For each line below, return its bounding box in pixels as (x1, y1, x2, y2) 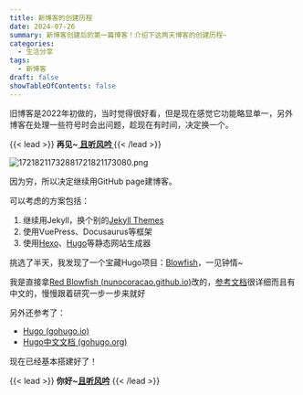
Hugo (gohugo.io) (22, 326, 89, 336)
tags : (9, 56, 30, 65)
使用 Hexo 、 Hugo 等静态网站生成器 (22, 237, 151, 248)
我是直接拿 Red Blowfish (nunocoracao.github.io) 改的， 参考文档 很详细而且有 (9, 276, 296, 287)
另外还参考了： (9, 307, 66, 318)
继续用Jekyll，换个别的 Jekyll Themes (22, 214, 164, 225)
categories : (9, 38, 55, 48)
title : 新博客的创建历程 (9, 13, 93, 23)
